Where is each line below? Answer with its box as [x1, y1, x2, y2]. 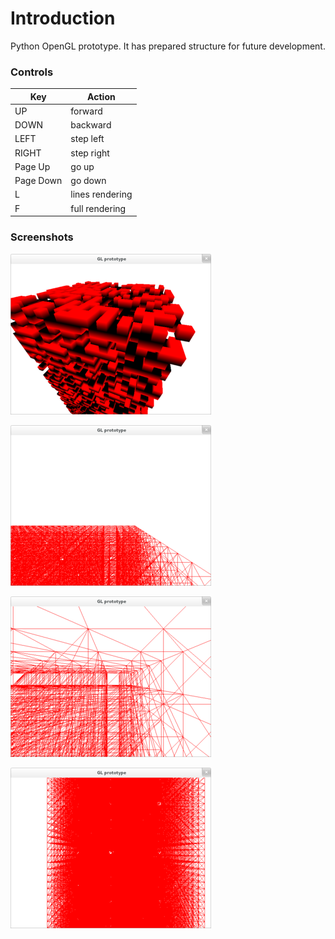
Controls [10, 65, 54, 79]
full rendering [70, 202, 127, 214]
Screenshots [10, 230, 74, 244]
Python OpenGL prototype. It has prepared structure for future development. [10, 40, 326, 52]
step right [70, 147, 110, 159]
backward [70, 119, 112, 131]
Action [87, 90, 116, 102]
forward [70, 105, 103, 117]
